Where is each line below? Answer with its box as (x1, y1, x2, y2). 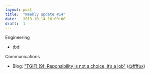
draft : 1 (5, 21, 26, 26)
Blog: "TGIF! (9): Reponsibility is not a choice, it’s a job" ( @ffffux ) (12, 63, 146, 69)
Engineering (5, 35, 30, 40)
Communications (5, 54, 40, 60)
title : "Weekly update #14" (5, 12, 66, 17)
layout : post (5, 7, 32, 12)
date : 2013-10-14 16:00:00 (5, 16, 66, 21)
